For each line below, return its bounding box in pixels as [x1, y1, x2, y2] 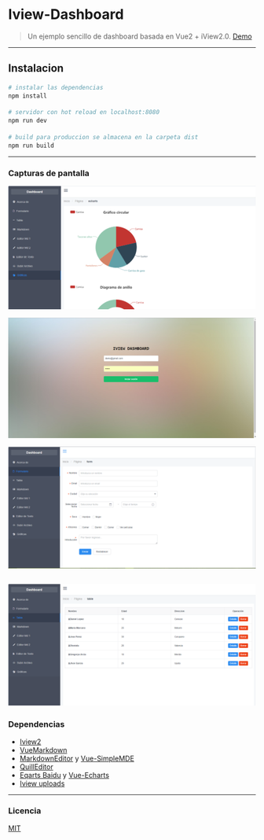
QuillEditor [19, 761, 53, 772]
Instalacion [8, 61, 64, 76]
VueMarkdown [19, 745, 68, 754]
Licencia [8, 805, 42, 816]
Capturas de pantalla [8, 168, 90, 179]
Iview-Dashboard [8, 6, 124, 24]
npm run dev [8, 116, 47, 125]
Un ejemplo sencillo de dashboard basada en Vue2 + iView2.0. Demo [27, 31, 253, 41]
